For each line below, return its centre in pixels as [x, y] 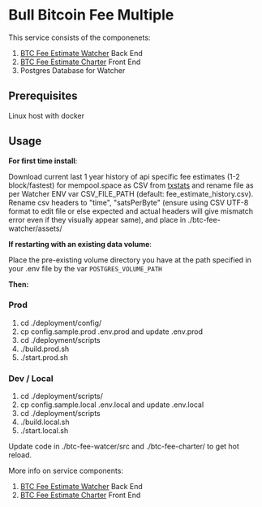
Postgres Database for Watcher [73, 70]
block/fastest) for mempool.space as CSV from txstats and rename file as [131, 185]
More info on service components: [66, 471]
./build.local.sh [45, 422]
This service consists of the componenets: [79, 37]
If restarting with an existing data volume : [80, 244]
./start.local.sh [44, 431]
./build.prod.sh [45, 349]
